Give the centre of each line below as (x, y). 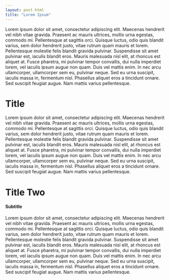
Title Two (25, 192)
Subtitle (14, 207)
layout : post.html (25, 10)
